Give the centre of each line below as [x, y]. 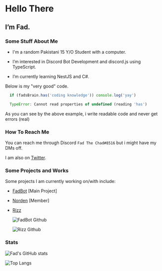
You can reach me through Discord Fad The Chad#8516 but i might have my [81, 143]
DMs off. [14, 148]
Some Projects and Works [37, 171]
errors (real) [17, 119]
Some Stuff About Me [31, 41]
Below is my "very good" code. [37, 86]
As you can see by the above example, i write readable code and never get [81, 114]
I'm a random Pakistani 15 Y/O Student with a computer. [69, 52]
